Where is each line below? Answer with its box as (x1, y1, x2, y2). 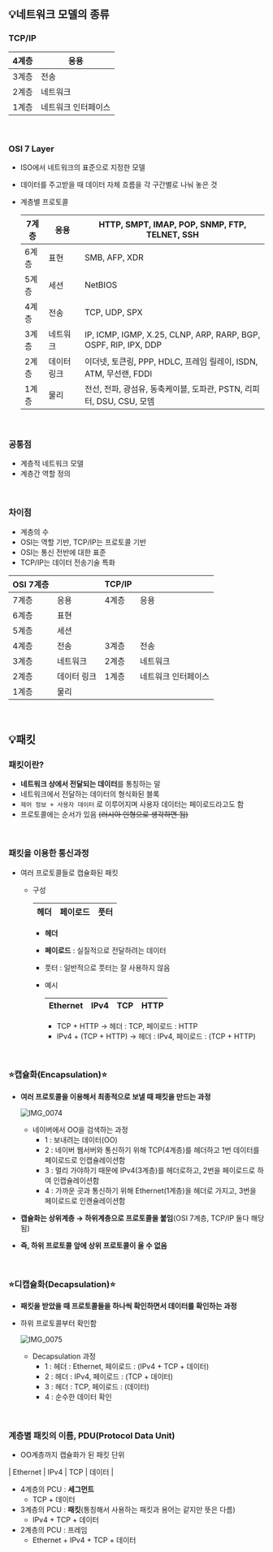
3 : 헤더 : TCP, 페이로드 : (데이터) (44, 1382, 150, 1392)
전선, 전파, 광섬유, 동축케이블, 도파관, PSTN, (84, 383, 243, 394)
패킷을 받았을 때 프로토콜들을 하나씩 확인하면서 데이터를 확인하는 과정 (19, 1301, 237, 1311)
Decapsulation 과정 (32, 1351, 96, 1361)
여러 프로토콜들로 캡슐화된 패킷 (19, 868, 119, 878)
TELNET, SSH (145, 228, 199, 240)
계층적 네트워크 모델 (19, 458, 84, 469)
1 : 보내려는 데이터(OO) (44, 1134, 118, 1144)
